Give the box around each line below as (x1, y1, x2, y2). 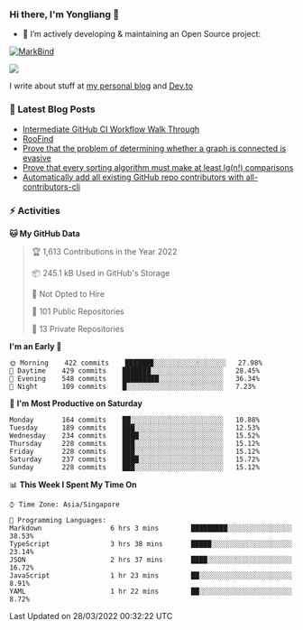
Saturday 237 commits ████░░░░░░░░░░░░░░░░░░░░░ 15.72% (9, 455, 260, 464)
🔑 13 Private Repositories (31, 323, 124, 334)
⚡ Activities (9, 204, 60, 217)
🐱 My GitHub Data (9, 227, 81, 238)
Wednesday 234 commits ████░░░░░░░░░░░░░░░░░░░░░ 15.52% (9, 431, 260, 440)
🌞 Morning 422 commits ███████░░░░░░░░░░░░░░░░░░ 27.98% (9, 358, 263, 367)
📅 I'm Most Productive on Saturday (9, 397, 142, 409)
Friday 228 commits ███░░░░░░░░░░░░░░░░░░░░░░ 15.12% (9, 447, 260, 456)
